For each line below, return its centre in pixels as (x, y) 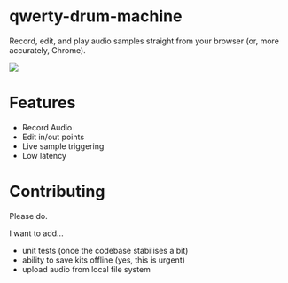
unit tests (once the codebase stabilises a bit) (105, 250)
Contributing (57, 192)
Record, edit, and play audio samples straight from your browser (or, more (144, 41)
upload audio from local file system (86, 269)
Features (43, 103)
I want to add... (36, 233)
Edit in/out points (53, 137)
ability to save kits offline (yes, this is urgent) (104, 260)
